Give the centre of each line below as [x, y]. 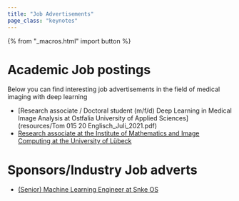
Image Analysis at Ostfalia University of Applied [88, 118]
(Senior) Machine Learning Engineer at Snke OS [88, 190]
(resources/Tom [41, 126]
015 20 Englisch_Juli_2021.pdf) [112, 126]
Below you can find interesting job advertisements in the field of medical [114, 89]
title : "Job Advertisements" [51, 14]
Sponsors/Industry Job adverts [102, 170]
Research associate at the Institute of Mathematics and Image [108, 133]
